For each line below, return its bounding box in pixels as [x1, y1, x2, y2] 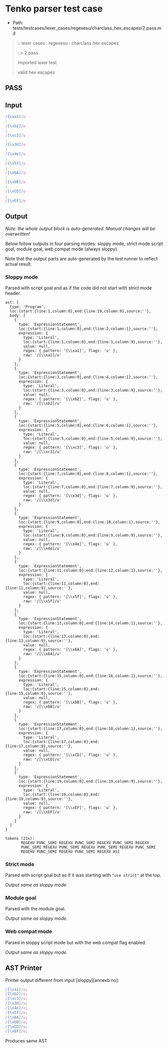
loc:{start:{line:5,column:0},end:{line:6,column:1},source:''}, [18, 423, 158, 428]
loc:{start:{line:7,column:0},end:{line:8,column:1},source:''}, [18, 471, 158, 476]
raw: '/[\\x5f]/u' [23, 599, 62, 604]
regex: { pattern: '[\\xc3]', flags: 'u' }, [23, 445, 118, 450]
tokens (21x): [5, 836, 35, 841]
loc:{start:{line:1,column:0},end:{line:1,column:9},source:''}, [23, 339, 163, 344]
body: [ [10, 313, 26, 318]
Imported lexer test [17, 59, 57, 65]
